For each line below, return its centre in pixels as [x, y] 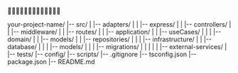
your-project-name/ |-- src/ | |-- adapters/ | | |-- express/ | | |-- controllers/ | [119, 24]
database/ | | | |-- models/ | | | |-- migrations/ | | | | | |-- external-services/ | [117, 47]
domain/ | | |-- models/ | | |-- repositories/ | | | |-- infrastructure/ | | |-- [109, 39]
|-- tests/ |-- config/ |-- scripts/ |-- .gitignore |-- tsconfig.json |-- [102, 54]
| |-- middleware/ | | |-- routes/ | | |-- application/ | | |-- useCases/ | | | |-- [114, 32]
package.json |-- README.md [51, 62]
